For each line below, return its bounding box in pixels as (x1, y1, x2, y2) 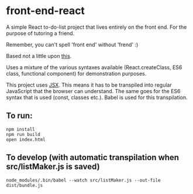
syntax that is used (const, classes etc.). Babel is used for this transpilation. (6, 94, 188, 101)
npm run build (6, 131, 41, 137)
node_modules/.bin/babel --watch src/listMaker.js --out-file (6, 177, 161, 183)
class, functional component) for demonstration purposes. (6, 70, 147, 77)
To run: (6, 111, 33, 121)
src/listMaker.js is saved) (6, 162, 101, 172)
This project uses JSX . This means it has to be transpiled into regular (6, 81, 172, 89)
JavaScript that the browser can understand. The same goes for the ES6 (6, 87, 181, 94)
